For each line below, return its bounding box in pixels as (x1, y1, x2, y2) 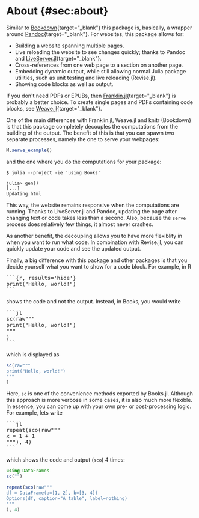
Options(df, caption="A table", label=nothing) (6, 495, 128, 501)
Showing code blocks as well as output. (14, 80, 114, 88)
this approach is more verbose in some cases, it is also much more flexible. (6, 397, 192, 404)
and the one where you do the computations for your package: (6, 158, 162, 165)
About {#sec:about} (6, 4, 109, 18)
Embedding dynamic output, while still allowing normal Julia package (14, 67, 186, 75)
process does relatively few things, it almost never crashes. (6, 221, 153, 228)
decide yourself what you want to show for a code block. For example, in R (6, 263, 191, 270)
